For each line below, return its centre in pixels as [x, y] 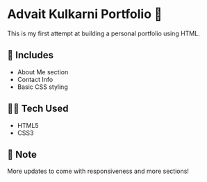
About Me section [43, 72]
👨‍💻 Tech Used [38, 109]
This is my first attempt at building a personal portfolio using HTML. [104, 33]
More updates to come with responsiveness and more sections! [98, 171]
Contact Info [35, 79]
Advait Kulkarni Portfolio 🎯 [85, 14]
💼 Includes [31, 55]
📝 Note [22, 155]
